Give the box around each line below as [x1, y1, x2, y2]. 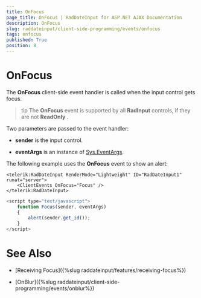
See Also [6, 247, 52, 261]
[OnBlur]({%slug [14, 279, 56, 285]
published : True [6, 37, 47, 43]
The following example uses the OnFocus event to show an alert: [6, 160, 168, 167]
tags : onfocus [6, 31, 42, 37]
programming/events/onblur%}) [14, 285, 95, 292]
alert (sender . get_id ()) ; [28, 215, 91, 221]
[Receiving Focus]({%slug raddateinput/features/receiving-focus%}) [14, 267, 187, 274]
